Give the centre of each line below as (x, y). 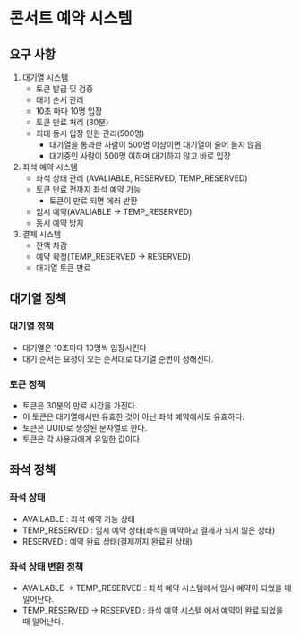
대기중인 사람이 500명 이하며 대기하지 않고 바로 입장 (140, 156)
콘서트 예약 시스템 (71, 18)
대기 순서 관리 (60, 100)
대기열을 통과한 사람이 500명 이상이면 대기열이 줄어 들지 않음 (155, 145)
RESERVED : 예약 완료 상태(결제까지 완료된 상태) (107, 541)
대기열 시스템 (45, 77)
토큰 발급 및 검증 (64, 89)
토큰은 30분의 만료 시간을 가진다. (80, 405)
